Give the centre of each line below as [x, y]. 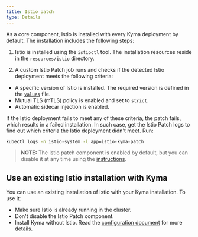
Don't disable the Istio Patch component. [64, 216]
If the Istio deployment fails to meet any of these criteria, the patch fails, [94, 118]
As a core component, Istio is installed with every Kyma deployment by [92, 34]
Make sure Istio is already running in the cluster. [73, 210]
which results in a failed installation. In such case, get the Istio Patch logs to [98, 124]
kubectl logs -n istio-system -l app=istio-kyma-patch [75, 141]
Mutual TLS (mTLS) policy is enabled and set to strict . [82, 100]
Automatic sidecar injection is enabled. [62, 106]
